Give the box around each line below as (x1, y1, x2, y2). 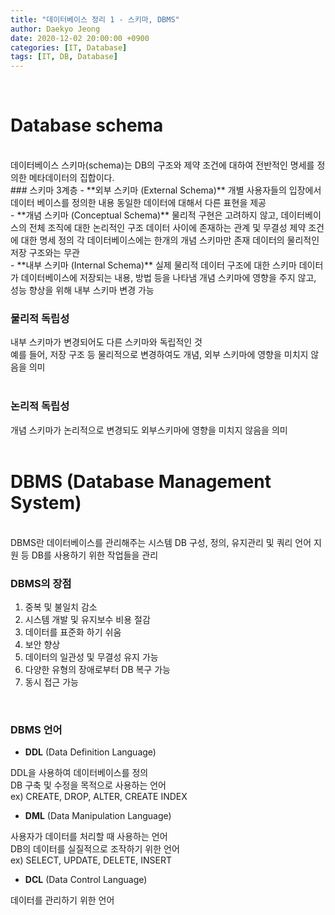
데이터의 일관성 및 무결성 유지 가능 (24, 651, 159, 663)
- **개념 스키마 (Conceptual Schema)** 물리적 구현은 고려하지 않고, (10, 209, 279, 221)
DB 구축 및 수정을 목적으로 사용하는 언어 (10, 779, 167, 791)
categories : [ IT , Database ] (10, 42, 128, 53)
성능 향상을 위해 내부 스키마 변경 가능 (10, 284, 155, 296)
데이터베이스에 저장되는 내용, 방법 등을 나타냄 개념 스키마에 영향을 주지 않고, (20, 272, 317, 284)
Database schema (10, 114, 164, 137)
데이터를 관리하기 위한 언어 (10, 894, 115, 906)
